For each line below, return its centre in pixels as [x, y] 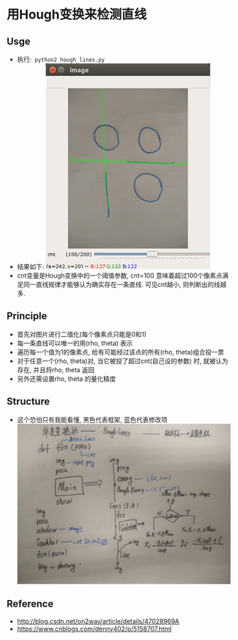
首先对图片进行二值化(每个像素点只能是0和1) [82, 334]
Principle [27, 316]
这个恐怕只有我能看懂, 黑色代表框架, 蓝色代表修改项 [92, 419]
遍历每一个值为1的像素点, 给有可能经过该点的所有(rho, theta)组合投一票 [120, 352]
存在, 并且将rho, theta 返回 [56, 369]
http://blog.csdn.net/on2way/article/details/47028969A [98, 621]
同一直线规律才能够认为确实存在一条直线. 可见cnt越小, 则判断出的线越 [125, 284]
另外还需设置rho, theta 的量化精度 [66, 379]
